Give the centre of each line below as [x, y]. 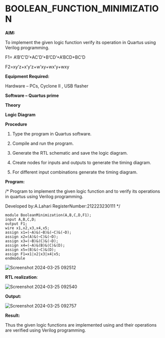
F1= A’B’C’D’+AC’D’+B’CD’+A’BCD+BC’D [45, 57]
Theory [13, 105]
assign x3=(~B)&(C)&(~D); [32, 241]
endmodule [15, 258]
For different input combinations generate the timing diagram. [75, 172]
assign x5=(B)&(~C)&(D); [31, 250]
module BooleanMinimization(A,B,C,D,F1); [48, 215]
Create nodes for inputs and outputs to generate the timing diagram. [82, 162]
